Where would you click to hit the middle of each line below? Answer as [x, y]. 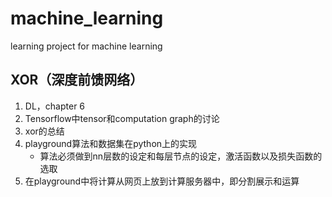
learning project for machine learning [86, 46]
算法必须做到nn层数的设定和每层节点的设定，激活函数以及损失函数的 [181, 156]
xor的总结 [44, 131]
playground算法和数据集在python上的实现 [111, 143]
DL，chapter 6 [55, 106]
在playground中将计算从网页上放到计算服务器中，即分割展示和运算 [162, 181]
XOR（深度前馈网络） [77, 80]
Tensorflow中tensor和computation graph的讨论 [122, 118]
